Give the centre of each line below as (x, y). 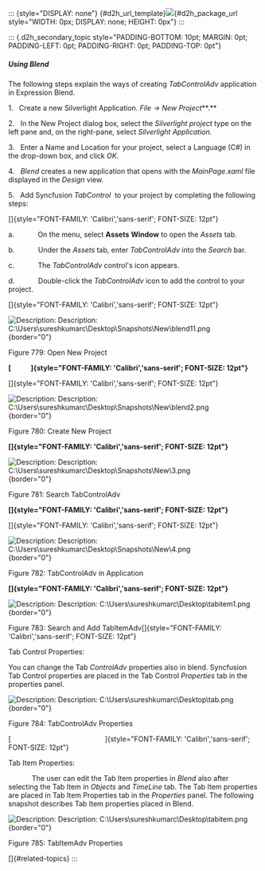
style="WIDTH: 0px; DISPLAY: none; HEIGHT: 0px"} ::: (97, 22)
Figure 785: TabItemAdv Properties (66, 843)
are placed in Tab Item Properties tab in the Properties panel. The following (131, 795)
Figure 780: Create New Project (60, 431)
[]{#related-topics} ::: (43, 858)
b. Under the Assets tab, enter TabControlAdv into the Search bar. (127, 249)
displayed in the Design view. (56, 179)
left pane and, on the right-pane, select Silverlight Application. (110, 131)
